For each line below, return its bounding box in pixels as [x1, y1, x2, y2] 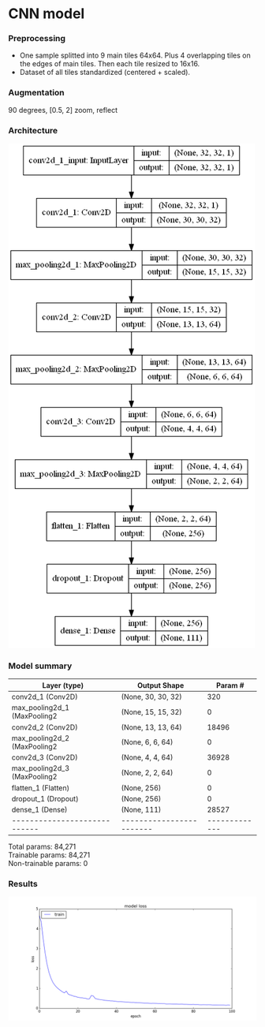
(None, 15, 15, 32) [121, 707, 183, 716]
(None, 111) [121, 805, 162, 815]
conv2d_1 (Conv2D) [11, 692, 78, 702]
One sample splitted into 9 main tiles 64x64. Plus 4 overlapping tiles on [19, 50, 251, 60]
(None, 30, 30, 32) [121, 692, 183, 702]
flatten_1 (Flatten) [11, 782, 70, 793]
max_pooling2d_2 [11, 733, 69, 742]
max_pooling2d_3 [11, 764, 69, 773]
